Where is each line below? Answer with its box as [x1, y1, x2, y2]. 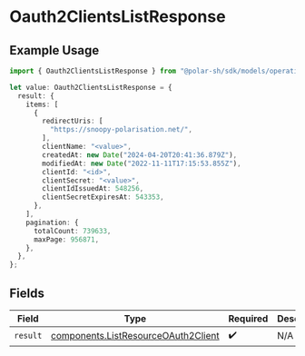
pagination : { [25, 218, 79, 227]
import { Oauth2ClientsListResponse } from [9, 66, 177, 75]
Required [228, 311, 269, 324]
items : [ [25, 100, 59, 109]
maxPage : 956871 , [33, 234, 100, 244]
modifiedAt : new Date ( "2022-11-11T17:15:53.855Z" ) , [42, 159, 242, 168]
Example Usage [9, 43, 100, 58]
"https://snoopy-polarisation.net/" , [49, 125, 193, 134]
